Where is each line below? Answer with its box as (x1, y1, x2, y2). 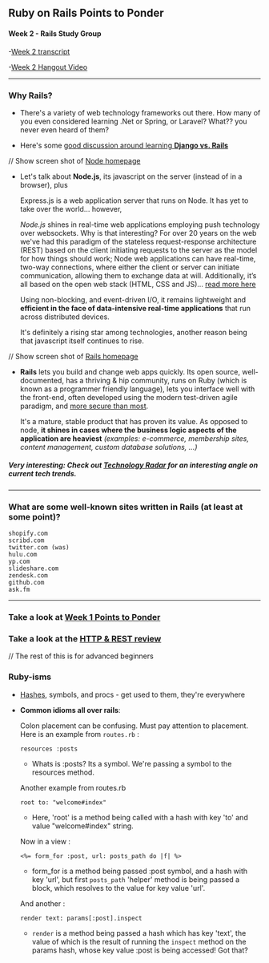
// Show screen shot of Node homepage (8, 156, 141, 165)
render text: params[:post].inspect (19, 914, 143, 922)
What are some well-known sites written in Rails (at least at (8, 501, 243, 512)
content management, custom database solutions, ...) (19, 442, 198, 451)
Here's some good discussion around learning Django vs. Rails (19, 140, 229, 150)
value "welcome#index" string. (31, 821, 134, 831)
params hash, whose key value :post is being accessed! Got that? (31, 945, 248, 955)
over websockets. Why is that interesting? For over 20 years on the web (19, 228, 257, 237)
